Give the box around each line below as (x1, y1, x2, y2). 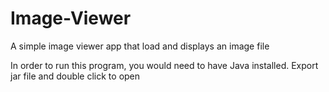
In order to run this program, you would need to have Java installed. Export (10, 59, 319, 71)
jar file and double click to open (10, 70, 141, 82)
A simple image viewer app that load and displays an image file (10, 40, 270, 52)
